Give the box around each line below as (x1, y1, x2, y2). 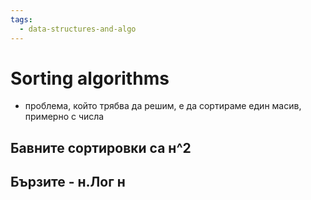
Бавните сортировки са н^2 (10, 139, 192, 156)
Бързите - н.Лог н (10, 174, 126, 191)
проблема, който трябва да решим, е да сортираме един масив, (24, 100, 302, 112)
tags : (10, 14, 33, 25)
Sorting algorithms (10, 67, 170, 90)
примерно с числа (24, 111, 105, 123)
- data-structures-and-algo (19, 24, 137, 34)
